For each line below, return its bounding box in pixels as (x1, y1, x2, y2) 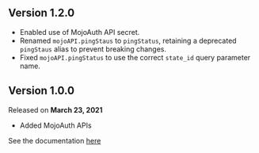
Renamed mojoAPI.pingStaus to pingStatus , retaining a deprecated (19, 36, 237, 45)
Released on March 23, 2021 (8, 105, 103, 114)
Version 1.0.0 (8, 84, 75, 98)
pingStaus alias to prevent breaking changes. (19, 44, 167, 54)
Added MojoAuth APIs (19, 120, 93, 130)
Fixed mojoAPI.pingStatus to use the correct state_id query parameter (19, 52, 251, 62)
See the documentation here (8, 136, 101, 145)
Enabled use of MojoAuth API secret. (19, 27, 140, 36)
